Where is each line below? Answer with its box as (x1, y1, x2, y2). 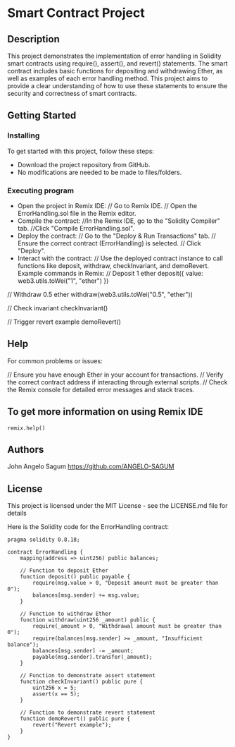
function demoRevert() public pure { (20, 715, 131, 722)
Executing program (7, 186, 75, 195)
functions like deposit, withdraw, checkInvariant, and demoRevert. (17, 261, 210, 269)
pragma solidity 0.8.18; (7, 536, 80, 544)
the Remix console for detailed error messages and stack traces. (7, 385, 195, 394)
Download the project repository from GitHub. (17, 160, 151, 169)
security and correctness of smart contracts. (7, 90, 137, 97)
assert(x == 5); (32, 691, 80, 698)
